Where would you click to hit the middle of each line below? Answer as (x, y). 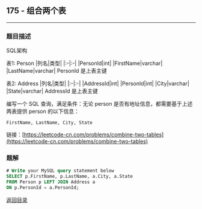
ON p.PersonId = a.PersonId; (43, 188)
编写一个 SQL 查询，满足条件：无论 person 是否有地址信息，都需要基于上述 (99, 104)
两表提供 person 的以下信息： (43, 111)
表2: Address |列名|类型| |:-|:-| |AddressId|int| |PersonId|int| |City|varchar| (98, 83)
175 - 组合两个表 (36, 11)
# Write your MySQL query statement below (60, 171)
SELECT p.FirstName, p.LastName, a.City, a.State (70, 177)
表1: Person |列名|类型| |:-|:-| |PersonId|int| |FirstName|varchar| (84, 63)
